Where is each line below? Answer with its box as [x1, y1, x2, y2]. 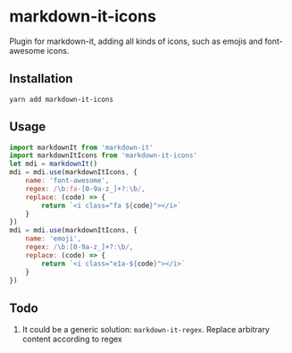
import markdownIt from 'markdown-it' [9, 143, 154, 152]
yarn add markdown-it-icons [9, 95, 114, 104]
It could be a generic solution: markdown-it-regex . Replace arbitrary [21, 324, 271, 335]
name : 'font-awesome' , [25, 176, 110, 185]
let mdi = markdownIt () [9, 159, 98, 169]
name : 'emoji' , [25, 234, 82, 243]
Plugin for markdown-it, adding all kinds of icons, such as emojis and [9, 36, 263, 46]
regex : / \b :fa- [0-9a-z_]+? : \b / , [25, 184, 146, 193]
